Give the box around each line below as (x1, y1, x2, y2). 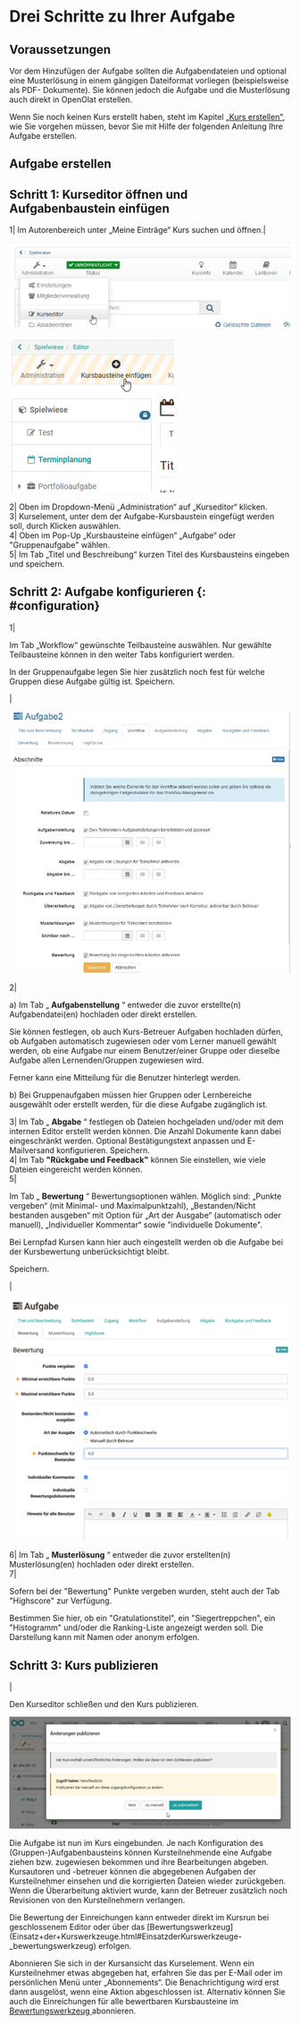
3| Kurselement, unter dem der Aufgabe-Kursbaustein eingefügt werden (9, 510, 275, 521)
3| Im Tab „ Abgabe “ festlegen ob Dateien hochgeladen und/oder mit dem (9, 1116, 284, 1127)
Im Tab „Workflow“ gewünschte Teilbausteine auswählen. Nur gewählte (9, 639, 272, 650)
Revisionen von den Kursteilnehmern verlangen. (9, 1894, 186, 1905)
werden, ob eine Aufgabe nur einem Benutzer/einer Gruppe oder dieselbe (9, 1045, 280, 1055)
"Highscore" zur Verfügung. (9, 1595, 112, 1606)
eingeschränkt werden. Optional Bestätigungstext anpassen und (9, 1135, 246, 1146)
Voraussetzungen (9, 42, 112, 57)
